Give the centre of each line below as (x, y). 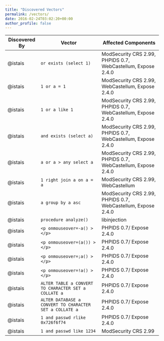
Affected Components (129, 43)
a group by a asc (61, 203)
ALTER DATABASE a (61, 300)
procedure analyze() (65, 220)
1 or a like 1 (57, 110)
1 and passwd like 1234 (68, 331)
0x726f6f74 (53, 323)
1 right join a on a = (67, 180)
